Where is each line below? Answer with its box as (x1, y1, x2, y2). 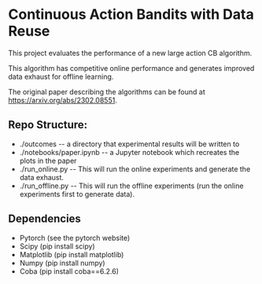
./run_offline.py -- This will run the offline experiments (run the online (19, 181, 244, 190)
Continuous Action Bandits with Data (8, 6, 254, 24)
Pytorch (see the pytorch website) (19, 233, 131, 242)
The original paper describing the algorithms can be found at (8, 87, 206, 96)
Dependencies (8, 212, 81, 226)
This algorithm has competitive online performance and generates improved (8, 63, 255, 72)
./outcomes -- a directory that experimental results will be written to (19, 139, 240, 149)
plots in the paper (19, 156, 77, 165)
